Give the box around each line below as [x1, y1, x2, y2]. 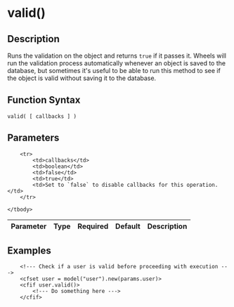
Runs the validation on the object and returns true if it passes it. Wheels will [7, 51, 227, 60]
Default [115, 221, 141, 231]
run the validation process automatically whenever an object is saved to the [7, 59, 226, 67]
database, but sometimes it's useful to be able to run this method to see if [7, 67, 221, 74]
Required [77, 221, 109, 231]
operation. [186, 181, 219, 188]
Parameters [7, 132, 60, 144]
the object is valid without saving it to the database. [7, 74, 157, 82]
